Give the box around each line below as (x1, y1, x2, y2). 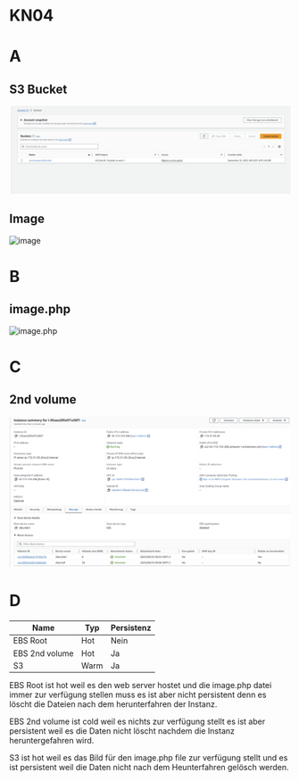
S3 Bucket (9, 81, 68, 96)
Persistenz (110, 622, 152, 634)
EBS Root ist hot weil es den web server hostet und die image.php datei (9, 680, 272, 691)
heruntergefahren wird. (9, 735, 95, 746)
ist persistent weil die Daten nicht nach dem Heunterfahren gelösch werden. (9, 762, 289, 773)
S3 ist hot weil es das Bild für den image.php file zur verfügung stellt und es (9, 752, 288, 763)
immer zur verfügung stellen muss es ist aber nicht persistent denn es (9, 689, 267, 701)
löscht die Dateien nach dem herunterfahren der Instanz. (9, 699, 218, 710)
